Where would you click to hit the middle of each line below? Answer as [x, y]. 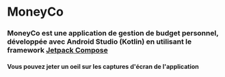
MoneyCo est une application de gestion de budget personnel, [113, 33]
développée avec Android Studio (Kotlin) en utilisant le [100, 42]
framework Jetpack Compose [57, 50]
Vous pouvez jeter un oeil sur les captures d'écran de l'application [103, 66]
